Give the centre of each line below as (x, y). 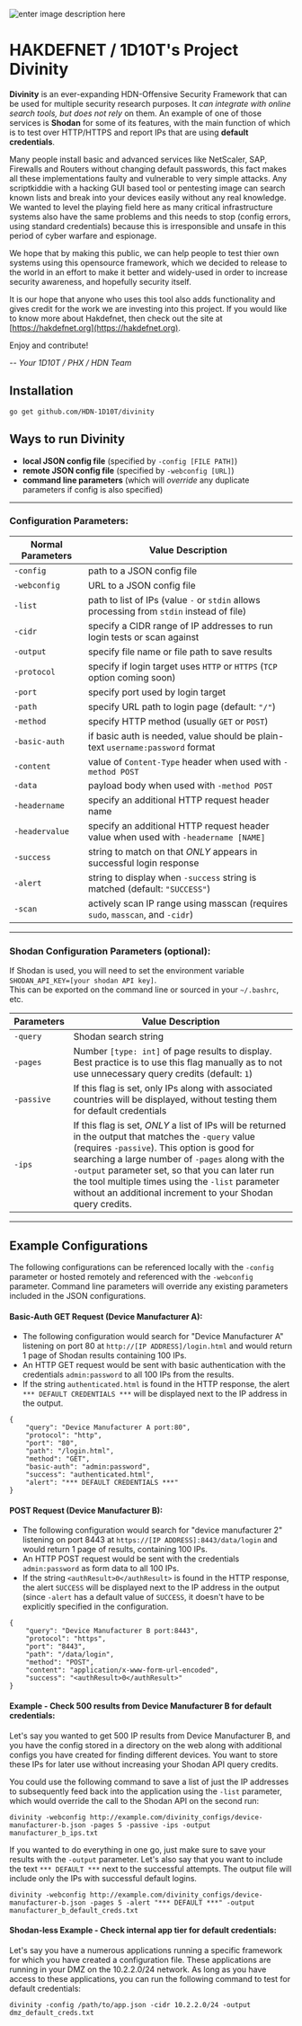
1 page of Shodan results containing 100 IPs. (104, 1355)
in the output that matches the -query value (164, 1137)
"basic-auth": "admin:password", (88, 1467)
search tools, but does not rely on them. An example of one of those (136, 113)
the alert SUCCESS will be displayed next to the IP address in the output (151, 1587)
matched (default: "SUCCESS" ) (150, 888)
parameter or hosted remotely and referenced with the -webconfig (131, 1276)
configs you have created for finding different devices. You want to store (144, 1755)
